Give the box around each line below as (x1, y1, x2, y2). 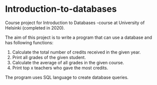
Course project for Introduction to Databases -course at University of (5, 20, 145, 26)
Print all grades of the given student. (12, 54, 86, 60)
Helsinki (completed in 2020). (5, 25, 65, 30)
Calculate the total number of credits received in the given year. (12, 49, 141, 55)
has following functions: (5, 39, 53, 45)
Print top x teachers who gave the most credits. (12, 65, 108, 71)
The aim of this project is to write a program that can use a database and (5, 34, 152, 40)
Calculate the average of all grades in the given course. (12, 59, 124, 65)
